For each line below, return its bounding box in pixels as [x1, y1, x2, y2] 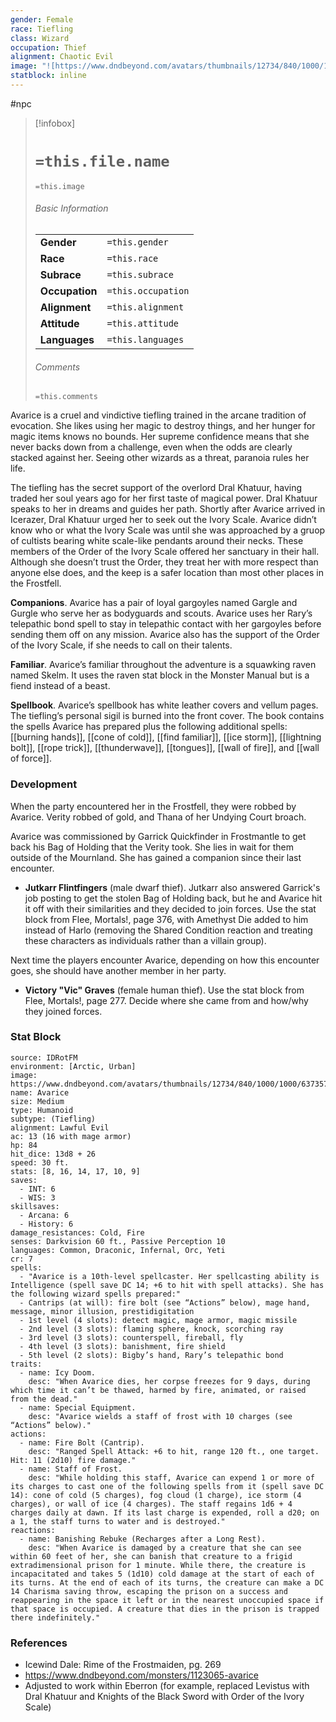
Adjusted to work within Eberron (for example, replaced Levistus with [24, 1680, 310, 1692]
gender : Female [10, 14, 74, 25]
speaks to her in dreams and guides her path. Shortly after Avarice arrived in [10, 503, 326, 515]
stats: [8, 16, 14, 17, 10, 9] [10, 1166, 141, 1176]
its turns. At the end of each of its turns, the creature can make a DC [10, 1577, 325, 1588]
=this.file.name [34, 152, 170, 171]
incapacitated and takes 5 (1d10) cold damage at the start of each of [10, 1569, 315, 1579]
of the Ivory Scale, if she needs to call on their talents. [10, 639, 233, 651]
